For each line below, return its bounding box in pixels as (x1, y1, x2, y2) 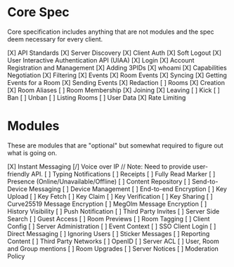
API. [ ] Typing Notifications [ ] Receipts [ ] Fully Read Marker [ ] (31, 169, 216, 178)
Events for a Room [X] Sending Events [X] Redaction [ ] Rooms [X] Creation (7, 78, 225, 86)
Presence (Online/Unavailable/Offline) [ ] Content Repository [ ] (7, 177, 191, 185)
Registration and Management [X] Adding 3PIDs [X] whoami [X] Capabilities (7, 63, 227, 72)
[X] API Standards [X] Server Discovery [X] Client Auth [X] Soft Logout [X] (7, 48, 222, 57)
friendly (7, 169, 30, 178)
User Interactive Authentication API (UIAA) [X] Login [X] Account (7, 56, 195, 64)
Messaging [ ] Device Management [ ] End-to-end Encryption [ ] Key (29, 184, 227, 193)
